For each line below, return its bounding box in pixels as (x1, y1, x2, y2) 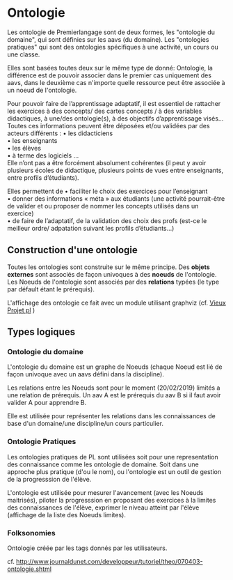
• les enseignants (7, 136, 58, 144)
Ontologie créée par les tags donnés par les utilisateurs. (7, 544, 168, 552)
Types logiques (7, 326, 75, 338)
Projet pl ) (7, 305, 35, 314)
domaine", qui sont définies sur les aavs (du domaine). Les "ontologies (7, 35, 209, 43)
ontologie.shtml (7, 565, 52, 573)
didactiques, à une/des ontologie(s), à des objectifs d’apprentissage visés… (7, 114, 224, 123)
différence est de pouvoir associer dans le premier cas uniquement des (7, 71, 212, 79)
